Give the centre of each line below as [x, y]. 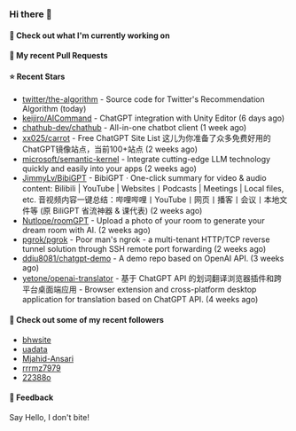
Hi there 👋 [31, 14]
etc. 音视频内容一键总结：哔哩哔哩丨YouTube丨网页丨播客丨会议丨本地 [151, 200]
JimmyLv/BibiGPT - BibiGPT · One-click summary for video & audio [144, 178]
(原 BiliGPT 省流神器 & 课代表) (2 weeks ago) [121, 211]
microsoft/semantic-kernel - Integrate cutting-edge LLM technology [146, 160]
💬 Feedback [31, 397]
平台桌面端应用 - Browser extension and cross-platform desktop [139, 290]
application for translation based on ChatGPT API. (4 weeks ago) [140, 300]
